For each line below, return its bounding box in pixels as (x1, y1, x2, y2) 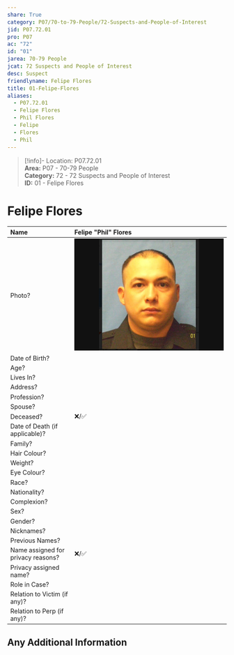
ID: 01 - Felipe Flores (24, 179, 84, 187)
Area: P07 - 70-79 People (24, 164, 99, 172)
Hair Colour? (10, 449, 47, 457)
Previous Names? (10, 536, 61, 545)
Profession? (10, 393, 45, 401)
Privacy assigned (10, 563, 60, 571)
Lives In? (10, 373, 36, 382)
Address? (10, 383, 38, 391)
